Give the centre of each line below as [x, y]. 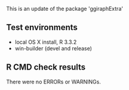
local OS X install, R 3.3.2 [46, 42]
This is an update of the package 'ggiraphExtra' [65, 9]
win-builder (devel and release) [53, 48]
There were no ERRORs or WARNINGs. [54, 82]
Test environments [42, 27]
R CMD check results [46, 67]
